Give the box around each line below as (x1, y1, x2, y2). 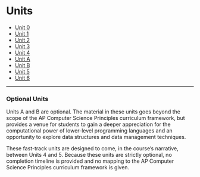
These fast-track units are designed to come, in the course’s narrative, (6, 145, 179, 152)
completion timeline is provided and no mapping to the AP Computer (6, 157, 174, 165)
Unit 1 (14, 30, 29, 37)
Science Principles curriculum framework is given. (6, 164, 130, 171)
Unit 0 (14, 24, 30, 31)
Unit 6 (14, 74, 30, 81)
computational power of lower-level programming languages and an (6, 127, 173, 134)
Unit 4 (14, 49, 30, 56)
